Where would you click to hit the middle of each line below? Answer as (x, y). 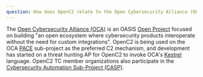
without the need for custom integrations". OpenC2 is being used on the (96, 42)
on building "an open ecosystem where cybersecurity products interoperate (101, 35)
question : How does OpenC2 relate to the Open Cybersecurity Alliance (97, 12)
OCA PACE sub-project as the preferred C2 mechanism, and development (98, 48)
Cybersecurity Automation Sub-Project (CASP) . (65, 67)
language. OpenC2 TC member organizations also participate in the (90, 61)
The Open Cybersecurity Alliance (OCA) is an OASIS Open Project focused (99, 29)
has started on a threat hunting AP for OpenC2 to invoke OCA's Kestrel (94, 54)
